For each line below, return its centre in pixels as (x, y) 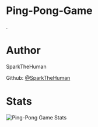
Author (23, 50)
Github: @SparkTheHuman (38, 77)
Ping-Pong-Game (49, 11)
